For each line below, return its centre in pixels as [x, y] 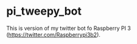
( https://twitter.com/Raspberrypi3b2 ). [53, 34]
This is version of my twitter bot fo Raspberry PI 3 [68, 28]
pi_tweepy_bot [44, 11]
